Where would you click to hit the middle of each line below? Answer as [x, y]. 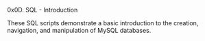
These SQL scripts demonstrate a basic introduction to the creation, [103, 23]
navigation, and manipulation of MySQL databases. [79, 30]
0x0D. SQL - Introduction [43, 10]
